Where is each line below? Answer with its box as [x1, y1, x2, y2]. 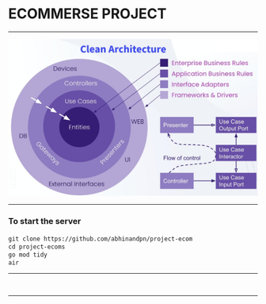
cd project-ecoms [8, 243, 66, 251]
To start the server [8, 216, 82, 227]
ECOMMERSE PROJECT [8, 5, 167, 23]
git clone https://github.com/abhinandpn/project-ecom [8, 235, 193, 243]
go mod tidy [8, 251, 47, 259]
